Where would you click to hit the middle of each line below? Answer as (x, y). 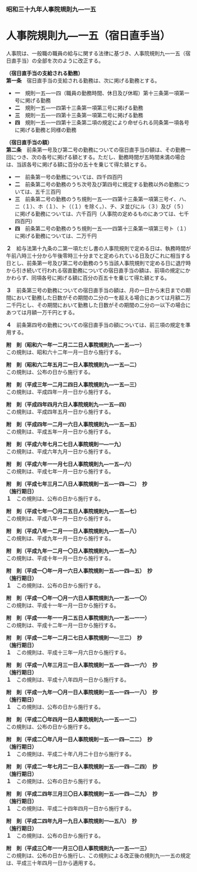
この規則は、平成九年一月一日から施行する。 (60, 538)
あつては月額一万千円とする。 (42, 312)
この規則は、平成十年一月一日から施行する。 (60, 558)
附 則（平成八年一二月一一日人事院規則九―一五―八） (73, 531)
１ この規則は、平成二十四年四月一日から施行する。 (70, 808)
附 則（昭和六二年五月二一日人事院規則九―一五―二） (73, 364)
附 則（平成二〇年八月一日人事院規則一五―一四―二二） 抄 (79, 739)
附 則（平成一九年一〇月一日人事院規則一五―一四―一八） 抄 (82, 692)
